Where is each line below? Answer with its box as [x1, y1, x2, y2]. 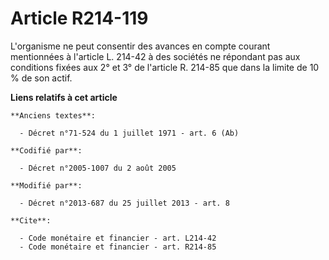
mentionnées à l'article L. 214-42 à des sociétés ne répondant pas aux [10, 50, 301, 62]
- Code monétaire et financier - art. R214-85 [19, 242, 217, 252]
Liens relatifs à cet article [10, 91, 118, 103]
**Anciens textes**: [10, 110, 97, 121]
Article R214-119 [10, 7, 149, 30]
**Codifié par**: [10, 145, 83, 156]
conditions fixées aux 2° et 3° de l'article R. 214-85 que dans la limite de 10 [10, 61, 320, 73]
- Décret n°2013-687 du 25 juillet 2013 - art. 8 [19, 198, 230, 208]
